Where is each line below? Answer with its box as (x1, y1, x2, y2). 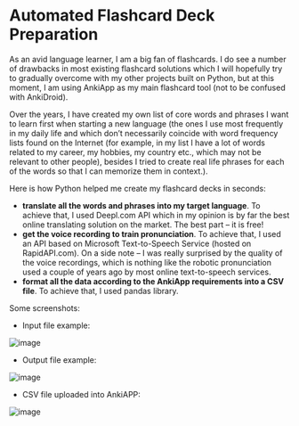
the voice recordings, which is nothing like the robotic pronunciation (21, 257, 272, 267)
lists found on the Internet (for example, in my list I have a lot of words (9, 137, 265, 148)
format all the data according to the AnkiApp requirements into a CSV (21, 275, 285, 286)
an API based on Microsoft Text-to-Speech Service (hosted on (21, 238, 252, 249)
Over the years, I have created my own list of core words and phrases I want (9, 109, 289, 119)
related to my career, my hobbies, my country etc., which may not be (9, 146, 262, 157)
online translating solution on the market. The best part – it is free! (21, 219, 264, 230)
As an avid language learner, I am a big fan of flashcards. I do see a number (9, 53, 287, 64)
